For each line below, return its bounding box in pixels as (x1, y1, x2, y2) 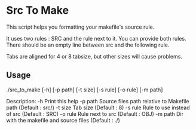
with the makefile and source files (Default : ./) (6, 116, 121, 124)
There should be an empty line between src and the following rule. (6, 41, 170, 48)
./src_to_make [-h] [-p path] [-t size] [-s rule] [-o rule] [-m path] (6, 86, 163, 93)
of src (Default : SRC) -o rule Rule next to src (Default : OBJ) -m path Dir (6, 110, 184, 117)
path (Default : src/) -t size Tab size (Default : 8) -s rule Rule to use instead (6, 104, 190, 111)
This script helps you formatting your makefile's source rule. (6, 23, 155, 30)
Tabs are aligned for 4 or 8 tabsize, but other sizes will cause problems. (6, 53, 182, 60)
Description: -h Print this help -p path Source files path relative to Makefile (6, 97, 189, 105)
